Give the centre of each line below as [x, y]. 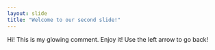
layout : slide [27, 13]
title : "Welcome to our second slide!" [64, 20]
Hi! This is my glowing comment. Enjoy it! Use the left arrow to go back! [108, 39]
